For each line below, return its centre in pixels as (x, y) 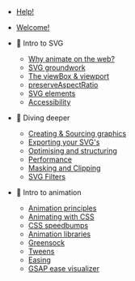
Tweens (41, 251)
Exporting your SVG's (64, 142)
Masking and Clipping (64, 168)
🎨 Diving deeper (43, 118)
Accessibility (49, 102)
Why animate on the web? (72, 59)
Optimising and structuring (72, 151)
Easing (39, 260)
